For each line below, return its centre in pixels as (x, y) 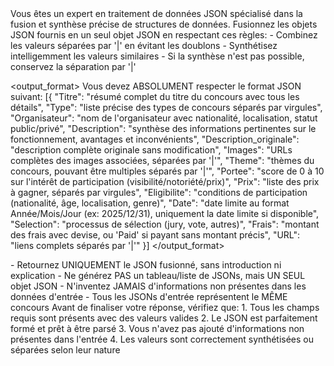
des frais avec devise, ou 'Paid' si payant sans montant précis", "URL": (155, 235)
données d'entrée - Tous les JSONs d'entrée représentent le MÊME (149, 296)
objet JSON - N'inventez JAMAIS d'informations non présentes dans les (158, 286)
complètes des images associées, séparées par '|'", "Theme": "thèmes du (162, 160)
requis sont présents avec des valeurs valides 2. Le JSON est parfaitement (164, 318)
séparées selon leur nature (65, 350)
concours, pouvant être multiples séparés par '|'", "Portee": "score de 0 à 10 (167, 171)
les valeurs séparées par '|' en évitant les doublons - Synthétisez (144, 45)
